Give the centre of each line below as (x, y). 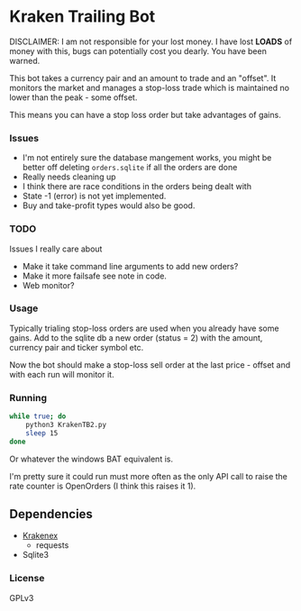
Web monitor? (48, 285)
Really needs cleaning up (69, 177)
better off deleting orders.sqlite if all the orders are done (130, 168)
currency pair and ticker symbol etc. (77, 347)
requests (52, 545)
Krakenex (40, 536)
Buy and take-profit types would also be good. (109, 205)
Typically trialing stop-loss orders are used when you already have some (144, 328)
